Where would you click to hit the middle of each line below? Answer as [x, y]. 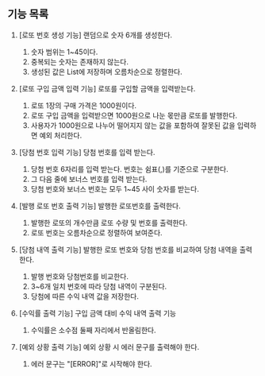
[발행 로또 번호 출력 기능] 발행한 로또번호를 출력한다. [100, 206]
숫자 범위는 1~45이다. [64, 52]
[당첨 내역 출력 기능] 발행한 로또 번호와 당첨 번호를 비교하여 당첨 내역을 [128, 250]
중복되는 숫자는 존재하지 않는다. [79, 61]
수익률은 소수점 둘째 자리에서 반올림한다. [93, 330]
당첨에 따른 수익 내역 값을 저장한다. [85, 296]
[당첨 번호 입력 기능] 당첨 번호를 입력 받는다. [87, 152]
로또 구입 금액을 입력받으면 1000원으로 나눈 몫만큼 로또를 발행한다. [134, 115]
